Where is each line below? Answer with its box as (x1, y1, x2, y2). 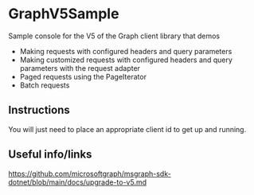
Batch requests (19, 80, 70, 90)
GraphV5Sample (8, 5, 119, 23)
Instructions (8, 103, 70, 117)
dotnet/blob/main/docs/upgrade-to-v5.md (8, 177, 147, 187)
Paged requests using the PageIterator (19, 72, 147, 81)
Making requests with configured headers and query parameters (19, 46, 233, 56)
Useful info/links (8, 148, 92, 162)
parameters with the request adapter (19, 63, 141, 72)
